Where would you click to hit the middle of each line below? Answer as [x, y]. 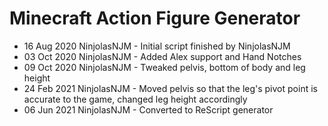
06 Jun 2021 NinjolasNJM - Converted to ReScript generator [148, 109]
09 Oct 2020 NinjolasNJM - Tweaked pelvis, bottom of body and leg [164, 67]
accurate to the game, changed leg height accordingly [135, 99]
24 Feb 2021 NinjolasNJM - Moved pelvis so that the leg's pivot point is [170, 88]
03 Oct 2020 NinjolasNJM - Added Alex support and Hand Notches [162, 56]
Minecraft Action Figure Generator [155, 18]
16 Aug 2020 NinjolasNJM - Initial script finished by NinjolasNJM [157, 46]
